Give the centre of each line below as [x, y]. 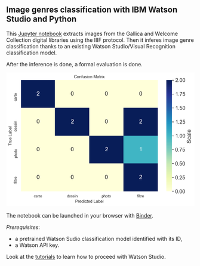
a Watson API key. [37, 245]
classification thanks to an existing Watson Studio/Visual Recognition [91, 46]
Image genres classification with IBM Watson [92, 10]
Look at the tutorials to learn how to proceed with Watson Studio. [86, 256]
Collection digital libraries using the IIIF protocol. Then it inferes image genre [100, 40]
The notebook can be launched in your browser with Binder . [80, 215]
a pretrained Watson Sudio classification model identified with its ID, [99, 239]
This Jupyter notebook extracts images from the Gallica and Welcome [92, 33]
